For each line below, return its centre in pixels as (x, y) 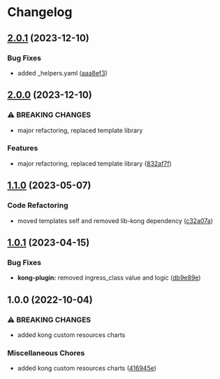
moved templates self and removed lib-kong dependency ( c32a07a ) (115, 220)
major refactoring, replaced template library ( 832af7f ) (95, 163)
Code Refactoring (38, 206)
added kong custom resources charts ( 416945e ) (87, 369)
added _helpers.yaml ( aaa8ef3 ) (63, 73)
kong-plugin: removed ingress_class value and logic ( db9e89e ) (109, 278)
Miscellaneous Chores (46, 352)
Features (23, 148)
